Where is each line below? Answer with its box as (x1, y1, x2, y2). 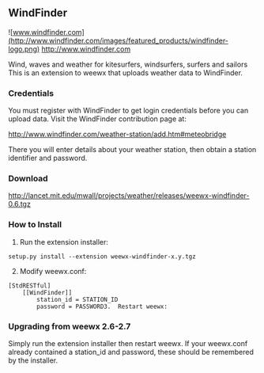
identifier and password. (8, 154, 88, 163)
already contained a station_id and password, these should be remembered (8, 348, 255, 356)
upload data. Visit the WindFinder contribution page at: (8, 114, 187, 124)
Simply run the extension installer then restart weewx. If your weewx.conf (8, 339, 248, 348)
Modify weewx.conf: (19, 266, 87, 276)
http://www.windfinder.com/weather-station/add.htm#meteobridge (8, 130, 227, 139)
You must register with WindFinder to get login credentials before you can (8, 106, 249, 116)
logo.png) (8, 44, 40, 54)
